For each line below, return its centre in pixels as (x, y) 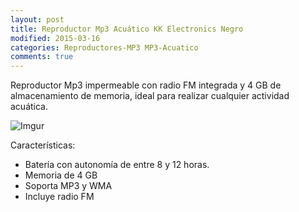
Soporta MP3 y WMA (68, 186)
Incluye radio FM (59, 197)
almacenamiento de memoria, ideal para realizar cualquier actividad (150, 96)
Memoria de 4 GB (61, 175)
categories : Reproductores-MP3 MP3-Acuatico (104, 47)
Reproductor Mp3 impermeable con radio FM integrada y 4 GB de (146, 85)
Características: (43, 145)
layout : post (37, 19)
